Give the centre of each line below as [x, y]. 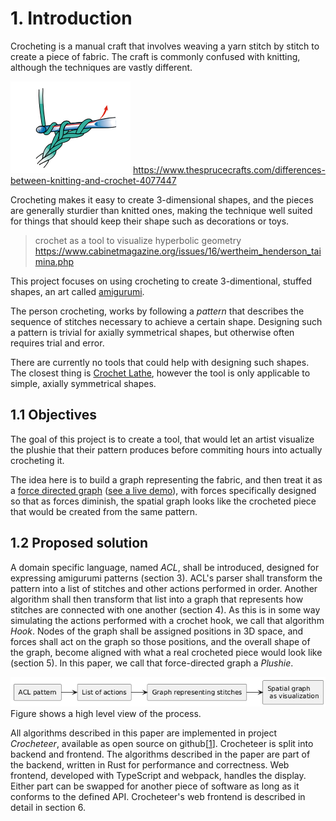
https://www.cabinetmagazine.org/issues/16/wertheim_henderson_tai [178, 251]
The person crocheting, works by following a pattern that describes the [157, 311]
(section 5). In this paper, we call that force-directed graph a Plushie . [152, 663]
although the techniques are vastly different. [101, 67]
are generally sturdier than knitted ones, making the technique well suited [161, 210]
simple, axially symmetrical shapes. [83, 383]
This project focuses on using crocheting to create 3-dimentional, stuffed [161, 281]
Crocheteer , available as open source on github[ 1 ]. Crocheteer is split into [162, 743]
